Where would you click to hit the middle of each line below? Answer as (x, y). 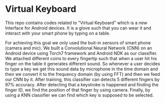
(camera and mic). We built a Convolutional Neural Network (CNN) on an (79, 48)
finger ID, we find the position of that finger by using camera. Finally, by (78, 90)
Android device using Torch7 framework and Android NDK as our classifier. (81, 53)
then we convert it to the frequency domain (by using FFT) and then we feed (82, 74)
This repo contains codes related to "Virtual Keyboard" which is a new (76, 23)
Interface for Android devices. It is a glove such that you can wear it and (78, 28)
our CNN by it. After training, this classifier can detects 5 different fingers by (82, 79)
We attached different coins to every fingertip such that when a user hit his (81, 58)
